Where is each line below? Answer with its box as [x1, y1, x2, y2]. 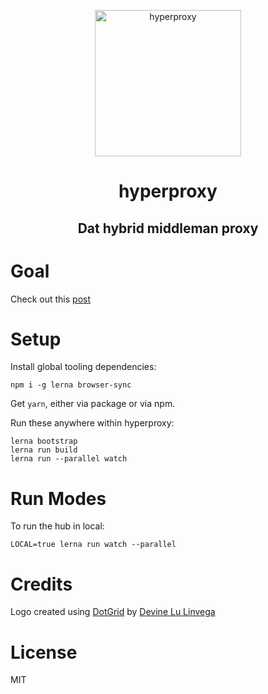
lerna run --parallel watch [10, 454, 128, 464]
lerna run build [10, 445, 78, 455]
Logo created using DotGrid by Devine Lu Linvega [10, 606, 216, 618]
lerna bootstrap [10, 436, 78, 447]
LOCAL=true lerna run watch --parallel [10, 540, 177, 550]
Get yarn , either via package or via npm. [10, 398, 176, 410]
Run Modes [10, 487, 107, 510]
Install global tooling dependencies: [10, 361, 157, 373]
